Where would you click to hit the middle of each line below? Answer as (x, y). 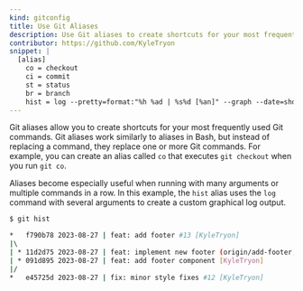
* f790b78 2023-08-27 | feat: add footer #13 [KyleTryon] (125, 236)
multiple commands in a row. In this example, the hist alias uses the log (143, 193)
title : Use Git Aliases (54, 26)
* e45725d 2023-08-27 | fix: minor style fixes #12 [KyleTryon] (137, 277)
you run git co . (38, 166)
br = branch (48, 93)
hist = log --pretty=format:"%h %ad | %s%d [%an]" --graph (139, 102)
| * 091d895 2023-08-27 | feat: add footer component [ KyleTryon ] (137, 260)
